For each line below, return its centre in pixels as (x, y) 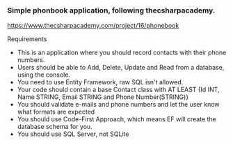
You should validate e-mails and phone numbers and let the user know (118, 105)
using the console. (44, 75)
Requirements (27, 39)
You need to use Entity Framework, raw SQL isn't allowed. (100, 82)
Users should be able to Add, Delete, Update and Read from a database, (121, 68)
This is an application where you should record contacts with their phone (122, 53)
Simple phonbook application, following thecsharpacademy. (111, 10)
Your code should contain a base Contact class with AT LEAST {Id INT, (119, 90)
